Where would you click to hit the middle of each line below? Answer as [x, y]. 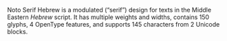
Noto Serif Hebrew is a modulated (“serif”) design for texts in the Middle [109, 10]
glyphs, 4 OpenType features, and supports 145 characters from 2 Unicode [113, 24]
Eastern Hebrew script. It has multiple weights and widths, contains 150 [108, 17]
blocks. [18, 31]
